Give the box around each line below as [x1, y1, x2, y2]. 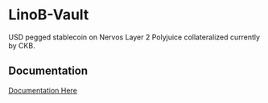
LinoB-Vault [8, 6, 89, 24]
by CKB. [8, 40, 35, 50]
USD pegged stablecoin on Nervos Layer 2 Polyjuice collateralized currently [8, 32, 260, 42]
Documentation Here [8, 85, 78, 95]
